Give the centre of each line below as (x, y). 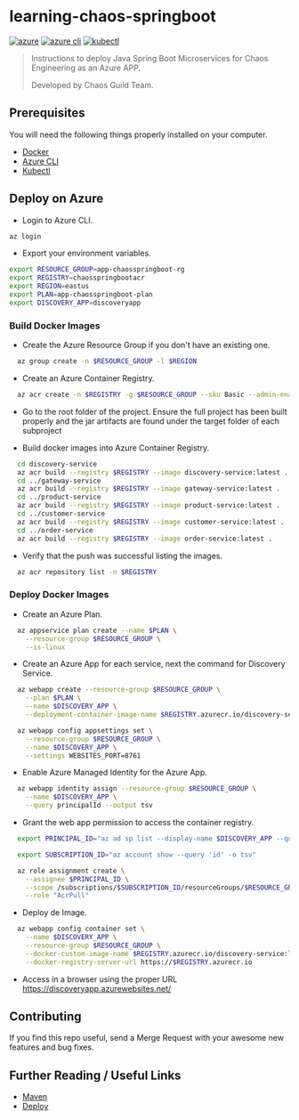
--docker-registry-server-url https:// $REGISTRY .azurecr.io (139, 962)
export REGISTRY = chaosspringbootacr (77, 278)
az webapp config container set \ (81, 929)
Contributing (45, 1017)
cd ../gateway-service (59, 481)
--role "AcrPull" (57, 896)
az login (25, 236)
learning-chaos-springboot (113, 16)
